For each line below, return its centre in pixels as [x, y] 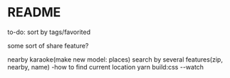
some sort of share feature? [48, 45]
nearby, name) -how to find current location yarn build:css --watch [106, 67]
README [34, 12]
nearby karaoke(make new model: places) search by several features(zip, [115, 59]
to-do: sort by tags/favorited [49, 32]
